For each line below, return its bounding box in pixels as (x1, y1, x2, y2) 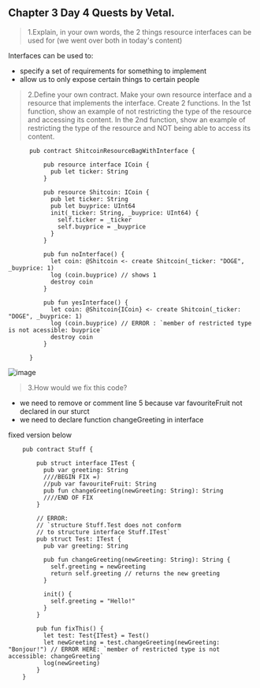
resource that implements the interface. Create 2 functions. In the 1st (27, 98, 251, 107)
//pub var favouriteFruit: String (43, 480, 157, 488)
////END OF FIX (43, 493, 93, 501)
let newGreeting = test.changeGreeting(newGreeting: (43, 638, 221, 646)
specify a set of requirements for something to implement (19, 66, 207, 76)
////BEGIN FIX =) (43, 473, 101, 481)
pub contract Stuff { (22, 445, 93, 453)
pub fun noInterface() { (43, 250, 125, 258)
